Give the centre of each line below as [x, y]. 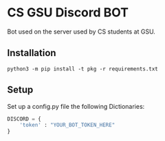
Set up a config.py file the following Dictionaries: [76, 106]
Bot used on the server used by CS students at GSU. [81, 31]
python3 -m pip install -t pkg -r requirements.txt [82, 69]
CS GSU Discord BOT [68, 13]
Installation [32, 53]
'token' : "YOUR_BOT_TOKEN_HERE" [67, 125]
